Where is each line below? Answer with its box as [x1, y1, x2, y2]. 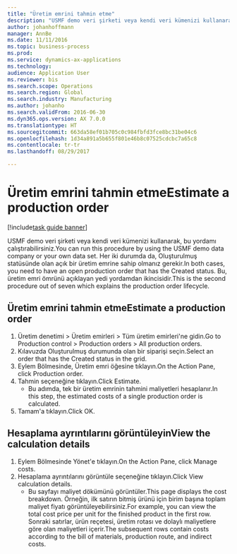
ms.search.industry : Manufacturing [7, 96, 112, 103]
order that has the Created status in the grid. [17, 354, 147, 363]
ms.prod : [7, 50, 33, 57]
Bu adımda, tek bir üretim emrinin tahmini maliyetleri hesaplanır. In [28, 384, 218, 392]
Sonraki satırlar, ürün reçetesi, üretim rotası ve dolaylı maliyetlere [28, 517, 217, 526]
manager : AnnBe [7, 30, 52, 37]
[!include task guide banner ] [7, 223, 88, 231]
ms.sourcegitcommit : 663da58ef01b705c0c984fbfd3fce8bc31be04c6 [7, 128, 197, 136]
